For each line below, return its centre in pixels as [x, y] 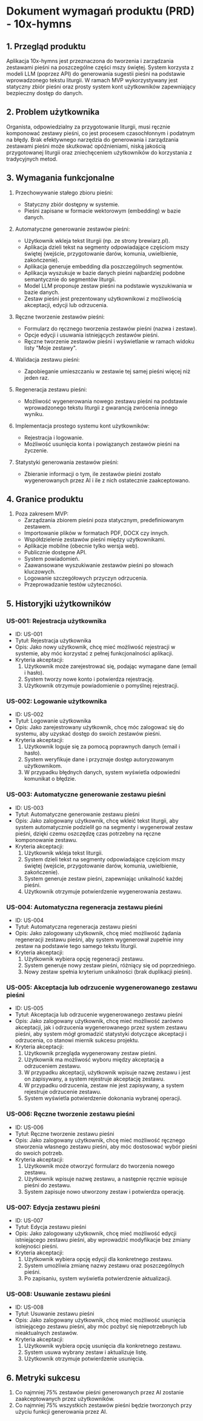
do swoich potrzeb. [39, 1153]
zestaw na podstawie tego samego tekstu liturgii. [76, 946]
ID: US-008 [29, 1307]
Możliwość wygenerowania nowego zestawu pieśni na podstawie [106, 401]
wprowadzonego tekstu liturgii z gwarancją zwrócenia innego [101, 408]
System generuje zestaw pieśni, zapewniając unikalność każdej [103, 878]
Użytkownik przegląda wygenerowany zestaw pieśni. [91, 1053]
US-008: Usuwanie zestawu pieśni [58, 1294]
